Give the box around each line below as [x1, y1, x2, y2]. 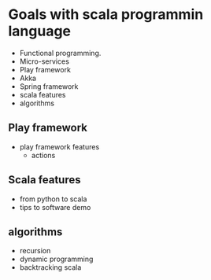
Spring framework [19, 81, 79, 91]
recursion [19, 246, 51, 256]
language [8, 22, 72, 40]
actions [31, 150, 56, 160]
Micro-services [19, 57, 69, 66]
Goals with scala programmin [8, 6, 204, 24]
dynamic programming [19, 254, 94, 264]
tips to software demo [19, 202, 91, 212]
